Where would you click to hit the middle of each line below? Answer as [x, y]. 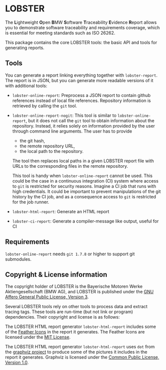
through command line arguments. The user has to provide [72, 131]
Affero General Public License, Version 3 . [47, 297]
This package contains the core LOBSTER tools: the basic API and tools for [81, 42]
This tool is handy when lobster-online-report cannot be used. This [82, 176]
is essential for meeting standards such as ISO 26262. [60, 33]
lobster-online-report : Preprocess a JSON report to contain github [81, 95]
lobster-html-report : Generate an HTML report [61, 211]
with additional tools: [26, 86]
